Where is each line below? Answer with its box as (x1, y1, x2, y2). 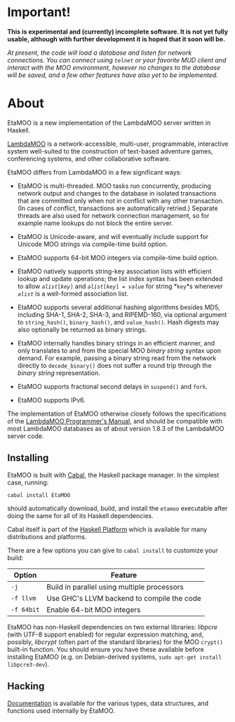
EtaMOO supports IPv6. (17, 395, 86, 404)
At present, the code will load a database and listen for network (7, 48, 192, 57)
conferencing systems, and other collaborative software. (7, 154, 171, 163)
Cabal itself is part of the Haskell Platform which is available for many (7, 525, 208, 533)
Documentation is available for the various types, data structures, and (7, 699, 209, 707)
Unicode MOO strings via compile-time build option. (17, 240, 168, 248)
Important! (7, 4, 71, 20)
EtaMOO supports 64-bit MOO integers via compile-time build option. (17, 253, 219, 261)
